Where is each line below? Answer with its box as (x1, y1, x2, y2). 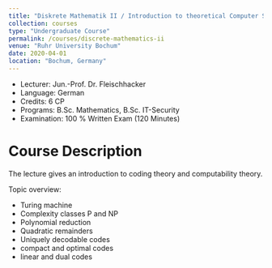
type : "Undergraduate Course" (8, 27, 111, 35)
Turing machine (19, 200, 73, 210)
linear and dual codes (19, 252, 93, 262)
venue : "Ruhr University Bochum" (8, 42, 121, 50)
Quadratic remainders (19, 226, 93, 236)
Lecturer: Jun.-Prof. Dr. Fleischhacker (19, 79, 147, 89)
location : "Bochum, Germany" (8, 57, 107, 66)
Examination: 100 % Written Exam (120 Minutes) (19, 113, 181, 123)
